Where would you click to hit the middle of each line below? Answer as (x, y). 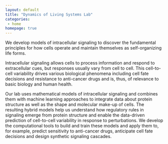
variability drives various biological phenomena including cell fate (81, 73)
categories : (18, 19)
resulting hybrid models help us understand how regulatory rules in (74, 110)
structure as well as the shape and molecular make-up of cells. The (75, 104)
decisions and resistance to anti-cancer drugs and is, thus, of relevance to (82, 79)
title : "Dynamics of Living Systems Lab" (49, 14)
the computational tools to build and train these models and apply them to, (82, 126)
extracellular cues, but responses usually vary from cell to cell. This (75, 68)
